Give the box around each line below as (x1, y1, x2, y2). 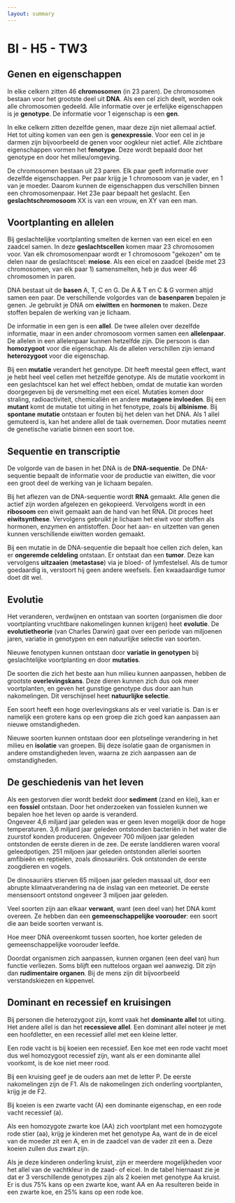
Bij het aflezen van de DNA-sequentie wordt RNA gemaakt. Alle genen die (7, 493, 220, 501)
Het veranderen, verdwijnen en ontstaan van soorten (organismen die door (7, 612, 222, 621)
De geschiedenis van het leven (7, 776, 144, 788)
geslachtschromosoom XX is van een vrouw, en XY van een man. (7, 196, 198, 204)
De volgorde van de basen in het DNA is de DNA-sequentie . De (7, 464, 191, 472)
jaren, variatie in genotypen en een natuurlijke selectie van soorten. (7, 634, 201, 643)
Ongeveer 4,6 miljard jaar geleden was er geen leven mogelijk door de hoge (7, 817, 226, 825)
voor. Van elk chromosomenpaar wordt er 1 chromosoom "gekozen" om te (7, 250, 221, 258)
